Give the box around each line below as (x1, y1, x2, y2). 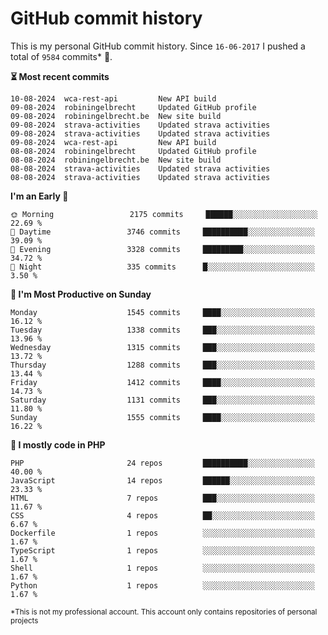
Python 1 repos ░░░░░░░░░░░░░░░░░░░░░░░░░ (10, 580, 315, 591)
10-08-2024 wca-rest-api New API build (10, 93, 217, 104)
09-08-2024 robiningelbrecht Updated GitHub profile (10, 102, 257, 112)
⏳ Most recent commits (10, 70, 110, 82)
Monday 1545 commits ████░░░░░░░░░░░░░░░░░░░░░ (10, 307, 315, 317)
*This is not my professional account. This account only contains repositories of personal (10, 607, 318, 617)
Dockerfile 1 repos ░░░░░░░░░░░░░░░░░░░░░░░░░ (10, 528, 315, 538)
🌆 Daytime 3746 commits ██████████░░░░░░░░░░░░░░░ (10, 227, 315, 237)
